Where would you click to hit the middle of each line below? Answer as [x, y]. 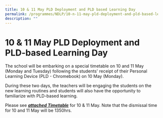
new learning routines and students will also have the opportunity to [73, 91]
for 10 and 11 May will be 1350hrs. [38, 111]
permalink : [16, 14]
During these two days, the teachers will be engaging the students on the [78, 86]
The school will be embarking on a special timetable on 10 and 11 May [74, 66]
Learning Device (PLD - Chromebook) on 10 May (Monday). [65, 76]
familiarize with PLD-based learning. [41, 96]
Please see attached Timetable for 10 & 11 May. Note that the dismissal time [81, 105]
